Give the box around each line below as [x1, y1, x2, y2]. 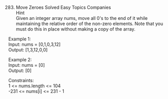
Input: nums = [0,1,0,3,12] [8, 41, 61, 47]
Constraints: [8, 78, 34, 83]
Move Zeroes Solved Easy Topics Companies [15, 5, 111, 10]
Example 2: [8, 57, 32, 63]
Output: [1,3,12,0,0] [8, 47, 48, 53]
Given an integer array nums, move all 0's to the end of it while [15, 15, 148, 21]
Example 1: [8, 36, 31, 42]
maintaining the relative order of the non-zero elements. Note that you [15, 20, 163, 27]
